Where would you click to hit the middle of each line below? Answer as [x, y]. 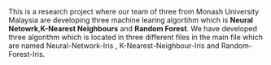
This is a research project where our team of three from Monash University [134, 12]
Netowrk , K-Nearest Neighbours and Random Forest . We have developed [133, 28]
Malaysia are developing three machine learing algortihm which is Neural [131, 20]
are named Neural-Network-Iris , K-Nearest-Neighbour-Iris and [114, 46]
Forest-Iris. [27, 54]
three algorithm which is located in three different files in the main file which [135, 37]
